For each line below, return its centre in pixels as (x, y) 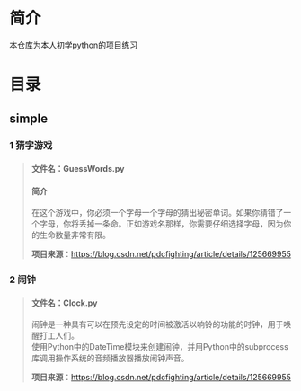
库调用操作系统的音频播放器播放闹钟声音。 (110, 358)
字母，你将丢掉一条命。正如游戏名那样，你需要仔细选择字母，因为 (161, 224)
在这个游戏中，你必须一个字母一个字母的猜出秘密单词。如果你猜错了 (157, 213)
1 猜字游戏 (31, 146)
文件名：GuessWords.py (78, 169)
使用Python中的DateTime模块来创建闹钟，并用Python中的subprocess (160, 347)
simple (29, 118)
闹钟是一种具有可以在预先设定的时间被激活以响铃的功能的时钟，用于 (157, 324)
